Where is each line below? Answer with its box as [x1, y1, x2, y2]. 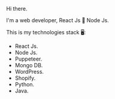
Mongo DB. [14, 62, 43, 68]
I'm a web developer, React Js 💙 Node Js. [6, 17, 109, 23]
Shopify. [14, 74, 36, 82]
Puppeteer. [14, 55, 43, 62]
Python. [14, 81, 35, 88]
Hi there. [6, 5, 28, 12]
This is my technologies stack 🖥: [6, 29, 86, 35]
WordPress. [14, 68, 44, 75]
